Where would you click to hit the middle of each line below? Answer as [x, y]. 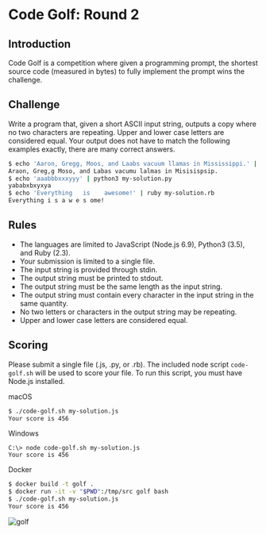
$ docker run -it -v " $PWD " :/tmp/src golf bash [89, 492]
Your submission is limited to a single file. [87, 261]
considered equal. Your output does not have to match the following [119, 140]
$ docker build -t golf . [51, 484]
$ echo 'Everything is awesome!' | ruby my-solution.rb [112, 193]
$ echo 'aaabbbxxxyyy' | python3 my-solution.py [90, 179]
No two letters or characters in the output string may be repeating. [128, 312]
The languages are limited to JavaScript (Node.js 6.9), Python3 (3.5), [132, 244]
